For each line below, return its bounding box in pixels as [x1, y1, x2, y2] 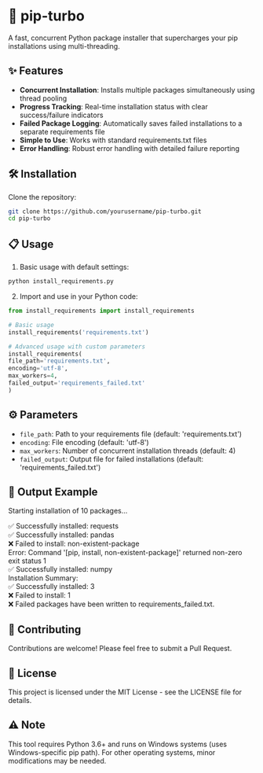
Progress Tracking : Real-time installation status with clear [19, 101, 208, 111]
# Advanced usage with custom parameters [8, 342, 146, 351]
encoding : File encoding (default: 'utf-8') [19, 437, 149, 447]
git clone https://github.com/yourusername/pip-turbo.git [8, 208, 202, 215]
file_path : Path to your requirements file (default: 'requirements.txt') [19, 429, 242, 439]
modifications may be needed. [8, 756, 107, 765]
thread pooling [19, 94, 68, 103]
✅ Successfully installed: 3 [8, 582, 95, 591]
